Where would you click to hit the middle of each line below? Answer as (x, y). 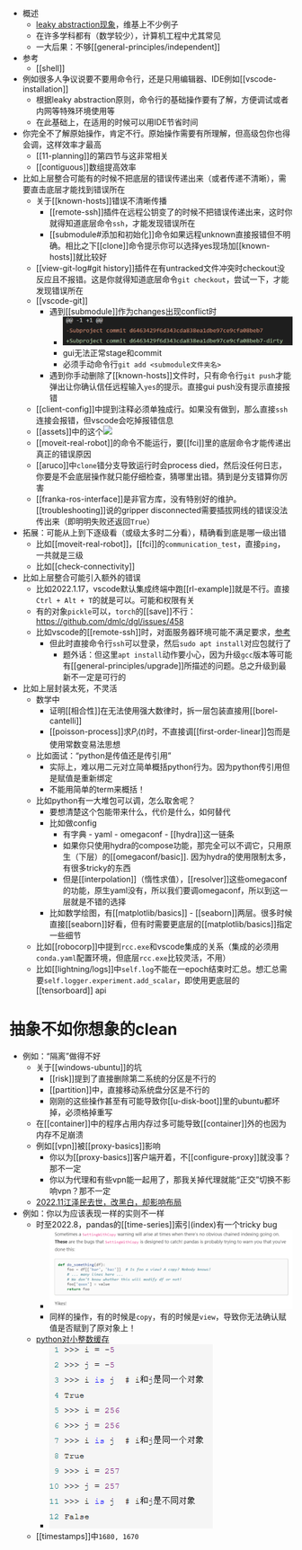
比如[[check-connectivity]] (85, 567)
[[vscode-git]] (62, 301)
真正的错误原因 (63, 454)
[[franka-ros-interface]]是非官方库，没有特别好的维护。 (138, 499)
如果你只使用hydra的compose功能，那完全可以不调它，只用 (173, 845)
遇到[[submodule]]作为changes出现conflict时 (133, 311)
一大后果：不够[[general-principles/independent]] (128, 47)
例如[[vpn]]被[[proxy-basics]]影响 (98, 1146)
